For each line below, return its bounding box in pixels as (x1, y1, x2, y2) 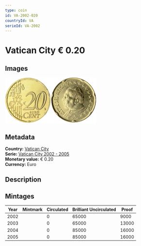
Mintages (5, 192, 35, 200)
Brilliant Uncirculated (72, 206, 116, 212)
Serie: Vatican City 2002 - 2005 (5, 151, 70, 157)
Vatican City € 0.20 (5, 45, 85, 56)
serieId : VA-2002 (5, 23, 40, 28)
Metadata (5, 133, 35, 141)
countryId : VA (5, 18, 34, 23)
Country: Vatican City (5, 146, 49, 152)
